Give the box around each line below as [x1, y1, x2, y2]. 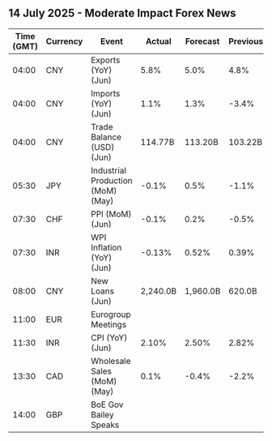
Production [90, 174, 134, 186]
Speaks [90, 419, 120, 430]
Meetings [90, 319, 127, 330]
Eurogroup [90, 308, 131, 319]
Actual [145, 36, 172, 47]
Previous [227, 36, 264, 47]
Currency [45, 36, 83, 47]
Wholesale [90, 355, 131, 366]
